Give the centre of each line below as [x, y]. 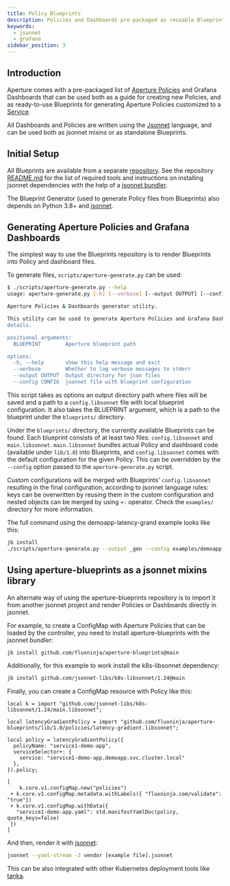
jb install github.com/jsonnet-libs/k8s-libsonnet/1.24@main [96, 678]
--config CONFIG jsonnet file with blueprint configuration [102, 382]
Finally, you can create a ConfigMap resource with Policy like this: [100, 692]
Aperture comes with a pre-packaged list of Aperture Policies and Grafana [112, 89]
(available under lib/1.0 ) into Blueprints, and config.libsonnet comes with [113, 452]
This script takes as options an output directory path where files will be [107, 395]
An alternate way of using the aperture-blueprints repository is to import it [111, 598]
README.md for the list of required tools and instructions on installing [105, 178]
